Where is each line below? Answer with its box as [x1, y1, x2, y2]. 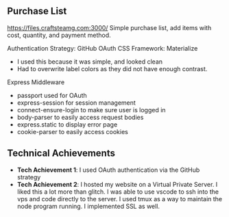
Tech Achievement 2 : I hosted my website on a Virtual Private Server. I [16, 180, 218, 188]
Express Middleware [7, 78, 65, 86]
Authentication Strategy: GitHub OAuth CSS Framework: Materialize [7, 44, 198, 52]
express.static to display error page [16, 120, 118, 129]
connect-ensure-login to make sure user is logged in [16, 105, 166, 114]
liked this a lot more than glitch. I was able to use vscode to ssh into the [16, 188, 219, 196]
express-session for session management [16, 99, 136, 107]
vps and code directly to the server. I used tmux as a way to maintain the [16, 194, 223, 203]
